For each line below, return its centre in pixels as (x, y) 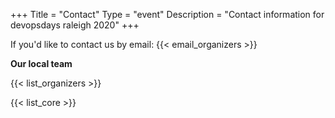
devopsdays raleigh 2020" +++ (75, 25)
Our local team (41, 63)
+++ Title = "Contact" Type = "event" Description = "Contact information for (167, 14)
